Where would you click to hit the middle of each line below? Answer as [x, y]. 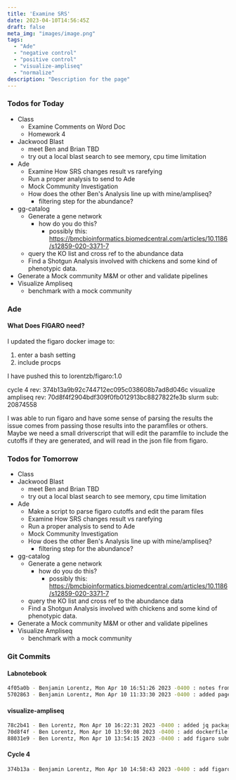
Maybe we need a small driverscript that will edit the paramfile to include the [118, 433]
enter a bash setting [46, 355]
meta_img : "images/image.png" [52, 33]
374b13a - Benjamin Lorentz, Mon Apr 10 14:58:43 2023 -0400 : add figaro [119, 769]
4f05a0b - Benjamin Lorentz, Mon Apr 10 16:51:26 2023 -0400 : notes [111, 688]
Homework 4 [47, 134]
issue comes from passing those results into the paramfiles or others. [108, 425]
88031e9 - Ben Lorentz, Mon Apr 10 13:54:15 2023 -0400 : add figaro [111, 739]
